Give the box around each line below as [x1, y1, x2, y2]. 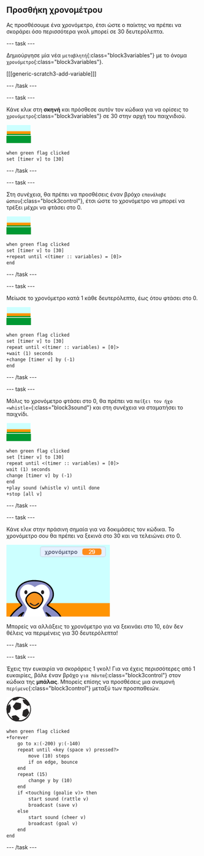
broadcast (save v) [28, 802, 78, 808]
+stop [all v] [6, 491, 43, 497]
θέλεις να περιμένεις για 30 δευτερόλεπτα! [6, 629, 118, 637]
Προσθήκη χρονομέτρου [6, 5, 103, 15]
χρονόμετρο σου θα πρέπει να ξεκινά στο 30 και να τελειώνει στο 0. [6, 532, 182, 540]
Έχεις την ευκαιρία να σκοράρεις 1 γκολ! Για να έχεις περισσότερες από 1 [6, 665, 195, 672]
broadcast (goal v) [28, 820, 78, 827]
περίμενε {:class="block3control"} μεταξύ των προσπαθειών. [6, 685, 161, 692]
